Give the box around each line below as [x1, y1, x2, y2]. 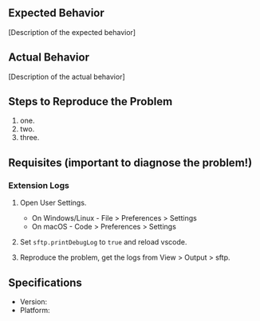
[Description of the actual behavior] [8, 72, 125, 81]
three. [19, 133, 40, 143]
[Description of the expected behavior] [8, 27, 136, 37]
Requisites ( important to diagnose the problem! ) [8, 155, 253, 170]
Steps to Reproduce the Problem [8, 95, 173, 108]
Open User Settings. [19, 198, 87, 208]
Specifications [8, 276, 82, 289]
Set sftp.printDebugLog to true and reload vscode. [19, 237, 187, 247]
